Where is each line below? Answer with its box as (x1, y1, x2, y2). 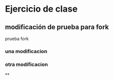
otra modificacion (5, 61, 48, 68)
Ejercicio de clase (5, 3, 78, 15)
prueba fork (5, 36, 29, 41)
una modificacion (5, 48, 48, 55)
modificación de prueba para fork (5, 23, 109, 31)
